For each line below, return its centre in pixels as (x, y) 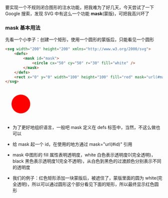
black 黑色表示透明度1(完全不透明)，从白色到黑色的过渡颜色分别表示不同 (87, 161)
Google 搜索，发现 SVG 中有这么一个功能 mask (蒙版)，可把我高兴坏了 (77, 13)
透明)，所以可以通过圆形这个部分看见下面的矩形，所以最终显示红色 (85, 184)
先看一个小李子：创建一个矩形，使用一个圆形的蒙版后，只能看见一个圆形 (79, 39)
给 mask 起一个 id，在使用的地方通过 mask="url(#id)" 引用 (72, 144)
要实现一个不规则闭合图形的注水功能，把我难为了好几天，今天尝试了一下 (79, 7)
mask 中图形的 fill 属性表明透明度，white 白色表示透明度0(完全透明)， (84, 155)
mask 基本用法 (23, 27)
